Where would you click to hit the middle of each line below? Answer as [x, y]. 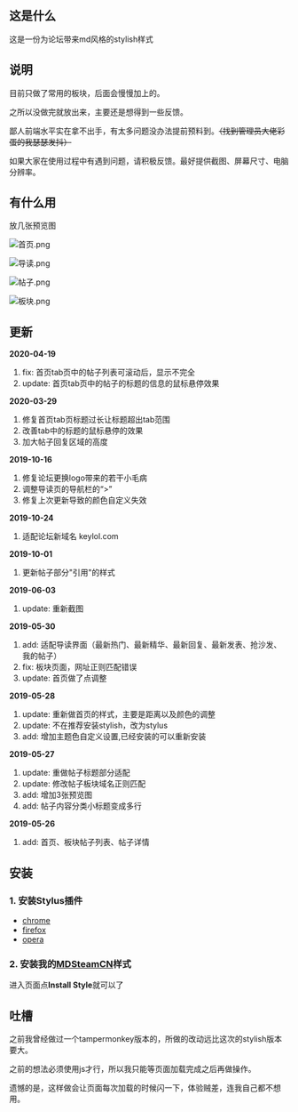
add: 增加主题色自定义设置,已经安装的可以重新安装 [114, 737]
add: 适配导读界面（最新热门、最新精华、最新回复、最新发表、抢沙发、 [152, 645]
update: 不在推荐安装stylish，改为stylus [95, 725]
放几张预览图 [32, 226]
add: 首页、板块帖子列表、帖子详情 [86, 842]
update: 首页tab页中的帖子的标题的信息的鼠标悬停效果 [121, 383]
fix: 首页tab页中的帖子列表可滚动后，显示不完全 [109, 373]
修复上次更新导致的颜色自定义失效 [84, 500]
